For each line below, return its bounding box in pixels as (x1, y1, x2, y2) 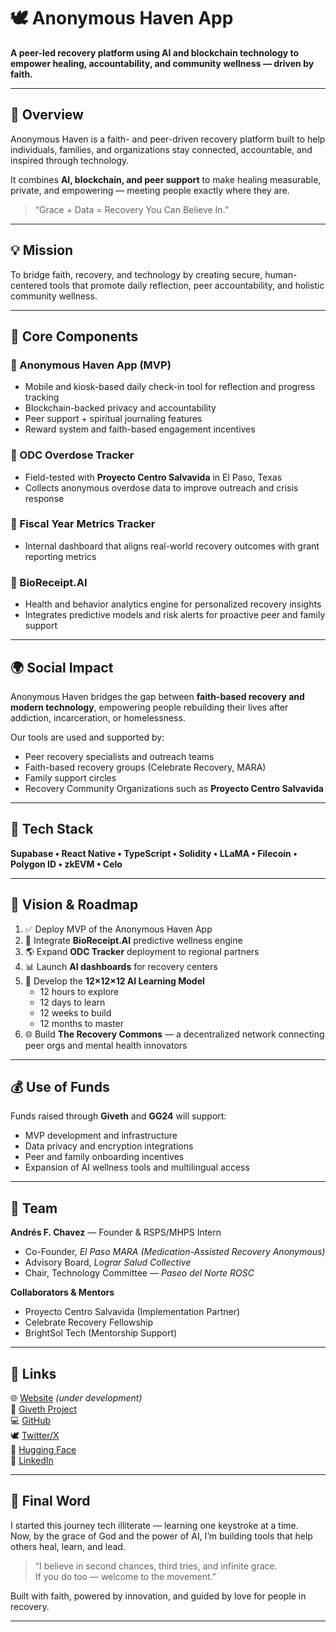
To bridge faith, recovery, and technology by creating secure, (10, 268, 263, 280)
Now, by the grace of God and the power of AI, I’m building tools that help (10, 1530, 313, 1542)
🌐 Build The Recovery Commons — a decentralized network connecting (24, 1028, 325, 1040)
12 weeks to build (39, 1006, 112, 1019)
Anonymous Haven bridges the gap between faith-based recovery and (10, 690, 305, 702)
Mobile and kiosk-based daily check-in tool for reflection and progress (24, 381, 316, 393)
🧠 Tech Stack (10, 821, 94, 838)
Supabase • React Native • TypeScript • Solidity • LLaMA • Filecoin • (10, 847, 298, 859)
